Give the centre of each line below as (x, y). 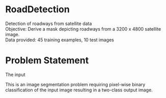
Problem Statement (47, 60)
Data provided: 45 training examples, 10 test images (60, 40)
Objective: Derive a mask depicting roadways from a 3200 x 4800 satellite (83, 29)
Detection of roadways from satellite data (49, 23)
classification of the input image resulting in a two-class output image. (79, 90)
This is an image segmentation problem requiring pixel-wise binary (75, 84)
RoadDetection (37, 9)
